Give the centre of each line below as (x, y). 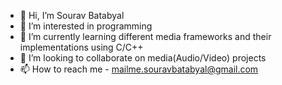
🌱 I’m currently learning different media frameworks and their (145, 36)
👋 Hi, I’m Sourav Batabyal (72, 15)
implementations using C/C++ (81, 47)
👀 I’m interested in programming (86, 26)
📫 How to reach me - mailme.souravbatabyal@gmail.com (139, 69)
